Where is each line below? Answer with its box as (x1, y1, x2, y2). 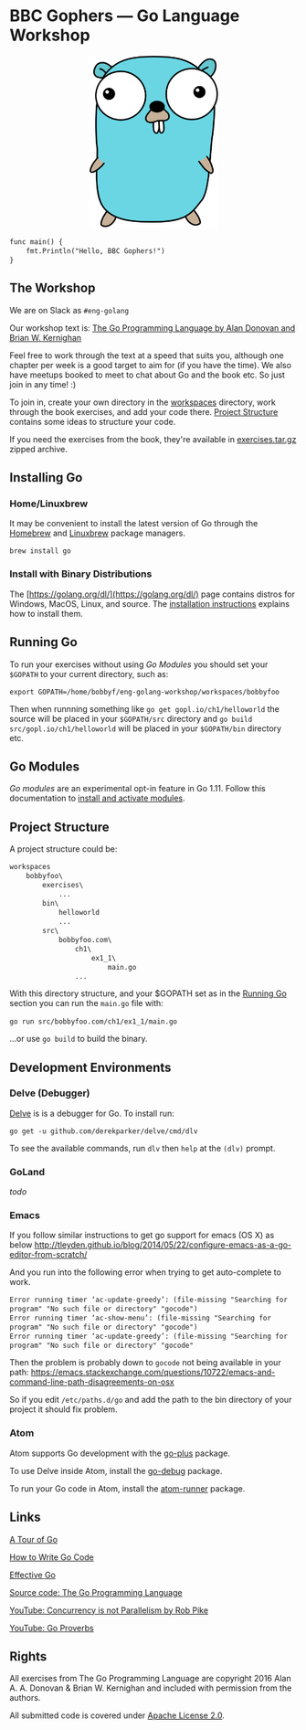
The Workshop (9, 281, 96, 296)
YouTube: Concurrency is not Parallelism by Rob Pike (9, 1605, 208, 1616)
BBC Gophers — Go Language (9, 5, 240, 27)
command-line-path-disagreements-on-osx (9, 1376, 175, 1387)
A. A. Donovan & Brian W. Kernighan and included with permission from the (9, 1682, 292, 1693)
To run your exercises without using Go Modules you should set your (9, 659, 269, 670)
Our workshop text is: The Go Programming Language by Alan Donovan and (9, 322, 296, 334)
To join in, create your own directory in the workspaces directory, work (9, 397, 276, 408)
